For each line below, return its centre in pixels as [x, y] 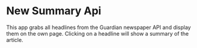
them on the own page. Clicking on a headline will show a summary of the [98, 33]
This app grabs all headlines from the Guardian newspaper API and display [98, 27]
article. [15, 40]
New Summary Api [54, 11]
